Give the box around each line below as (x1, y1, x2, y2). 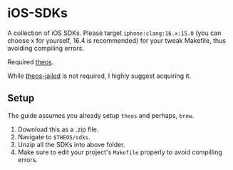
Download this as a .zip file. (17, 125, 99, 134)
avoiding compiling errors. (7, 44, 84, 52)
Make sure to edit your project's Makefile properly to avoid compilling (17, 148, 222, 156)
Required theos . (7, 57, 54, 66)
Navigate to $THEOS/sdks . (17, 132, 90, 141)
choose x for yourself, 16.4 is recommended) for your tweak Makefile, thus (7, 36, 227, 44)
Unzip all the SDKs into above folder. (17, 140, 125, 149)
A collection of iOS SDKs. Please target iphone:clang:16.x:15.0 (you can (7, 29, 222, 37)
